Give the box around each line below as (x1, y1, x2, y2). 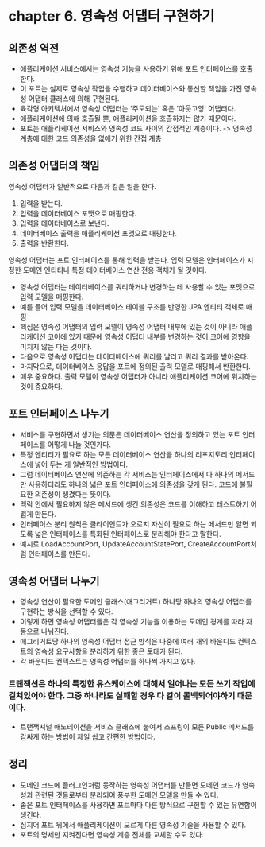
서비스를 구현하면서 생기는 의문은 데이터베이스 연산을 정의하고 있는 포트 (19, 429, 240, 439)
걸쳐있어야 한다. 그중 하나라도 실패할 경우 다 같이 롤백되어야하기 (8, 690, 236, 701)
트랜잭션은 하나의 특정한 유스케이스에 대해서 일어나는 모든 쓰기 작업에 (8, 678, 255, 690)
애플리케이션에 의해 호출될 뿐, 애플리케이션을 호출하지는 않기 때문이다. (19, 114, 236, 123)
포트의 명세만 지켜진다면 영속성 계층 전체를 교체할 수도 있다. (19, 830, 205, 839)
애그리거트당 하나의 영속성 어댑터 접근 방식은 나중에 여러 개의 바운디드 (19, 637, 236, 647)
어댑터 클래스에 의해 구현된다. (28, 94, 120, 103)
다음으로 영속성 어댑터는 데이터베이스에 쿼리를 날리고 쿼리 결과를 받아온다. (19, 352, 249, 361)
